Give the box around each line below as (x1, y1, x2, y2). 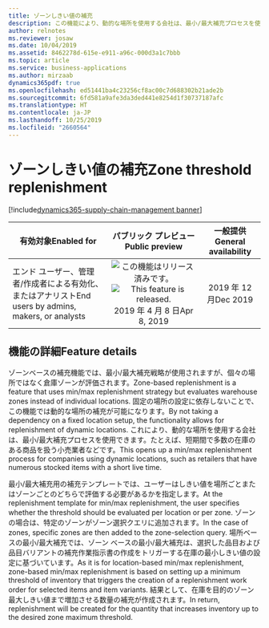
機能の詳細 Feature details (8, 345, 138, 359)
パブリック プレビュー (112, 230, 195, 241)
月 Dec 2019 (207, 294, 254, 305)
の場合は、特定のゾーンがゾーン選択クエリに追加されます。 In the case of (8, 517, 249, 527)
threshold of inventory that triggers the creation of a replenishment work (8, 575, 247, 585)
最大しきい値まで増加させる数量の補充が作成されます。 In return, (8, 594, 220, 604)
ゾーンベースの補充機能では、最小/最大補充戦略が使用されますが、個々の (8, 367, 249, 377)
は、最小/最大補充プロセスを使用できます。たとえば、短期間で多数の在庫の (8, 435, 256, 444)
